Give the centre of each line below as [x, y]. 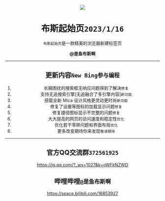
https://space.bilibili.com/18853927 [82, 194]
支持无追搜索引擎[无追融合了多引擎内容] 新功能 [86, 94]
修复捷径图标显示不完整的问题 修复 [86, 113]
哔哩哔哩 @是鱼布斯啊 [82, 181]
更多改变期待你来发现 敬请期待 [86, 131]
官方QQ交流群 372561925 [82, 153]
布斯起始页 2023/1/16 [82, 29]
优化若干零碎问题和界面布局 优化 [86, 125]
